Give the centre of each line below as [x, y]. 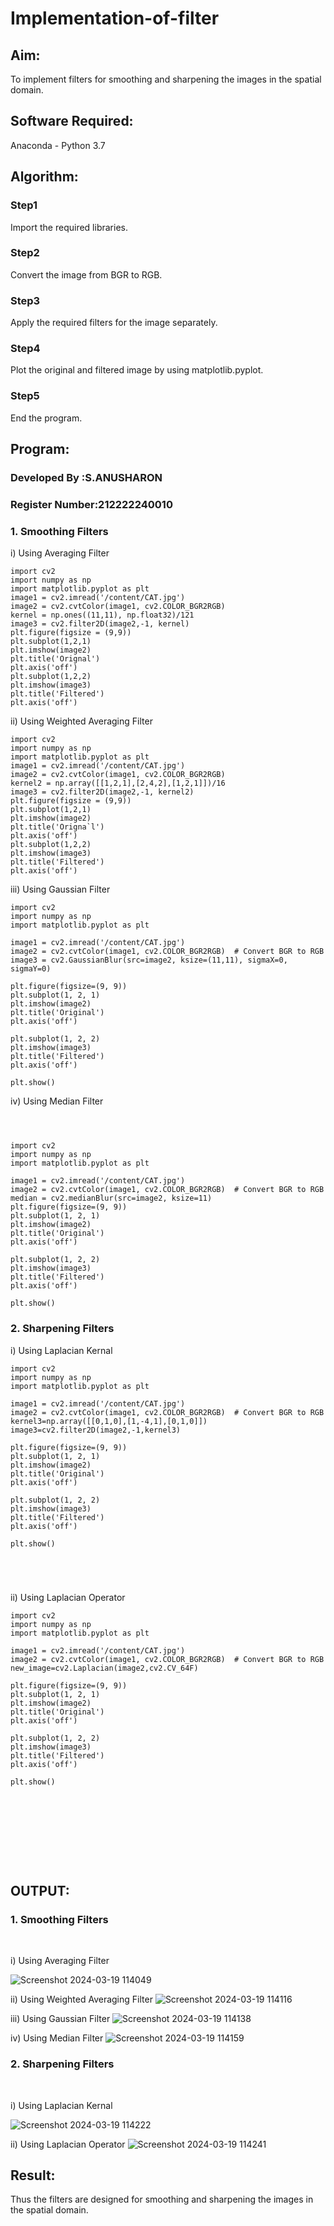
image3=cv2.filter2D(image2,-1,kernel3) [96, 1430]
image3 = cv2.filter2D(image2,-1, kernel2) [102, 792]
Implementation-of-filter [115, 18]
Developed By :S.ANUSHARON [86, 477]
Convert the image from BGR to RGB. [86, 274]
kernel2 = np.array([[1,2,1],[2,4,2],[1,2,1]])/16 [118, 783]
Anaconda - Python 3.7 [58, 145]
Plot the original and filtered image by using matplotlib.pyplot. [137, 370]
